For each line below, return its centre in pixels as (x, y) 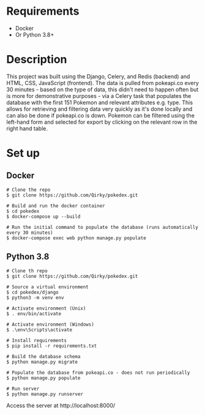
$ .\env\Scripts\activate (39, 330)
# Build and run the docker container (56, 206)
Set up (23, 153)
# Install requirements (37, 340)
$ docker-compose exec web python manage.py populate (76, 238)
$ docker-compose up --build (43, 216)
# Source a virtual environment (47, 287)
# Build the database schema (43, 356)
